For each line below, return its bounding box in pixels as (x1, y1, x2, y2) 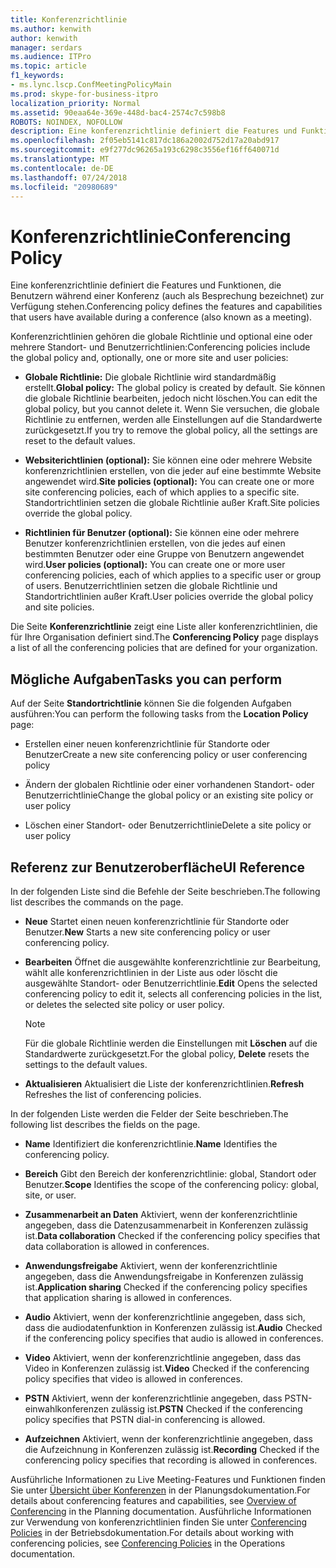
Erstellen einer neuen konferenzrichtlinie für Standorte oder (24, 738, 271, 750)
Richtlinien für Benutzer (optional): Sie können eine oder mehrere (24, 527, 300, 539)
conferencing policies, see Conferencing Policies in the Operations (10, 1537, 286, 1549)
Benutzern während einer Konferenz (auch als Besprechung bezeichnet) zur (10, 290, 325, 302)
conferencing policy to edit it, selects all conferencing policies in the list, (24, 987, 323, 1000)
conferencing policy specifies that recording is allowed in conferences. (24, 1454, 318, 1466)
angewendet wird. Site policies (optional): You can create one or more (24, 476, 315, 488)
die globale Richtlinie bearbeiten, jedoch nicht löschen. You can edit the (24, 392, 318, 405)
